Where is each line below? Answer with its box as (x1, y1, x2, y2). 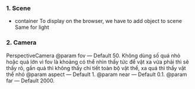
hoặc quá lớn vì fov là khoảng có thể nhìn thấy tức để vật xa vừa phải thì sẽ (6, 58, 189, 65)
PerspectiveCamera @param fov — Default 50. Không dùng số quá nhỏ (6, 52, 181, 59)
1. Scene (6, 4, 31, 12)
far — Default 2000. (6, 77, 55, 84)
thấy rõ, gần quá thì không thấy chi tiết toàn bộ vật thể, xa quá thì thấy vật (6, 64, 186, 71)
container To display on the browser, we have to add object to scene (14, 18, 183, 25)
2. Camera (6, 38, 37, 47)
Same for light (14, 24, 49, 31)
